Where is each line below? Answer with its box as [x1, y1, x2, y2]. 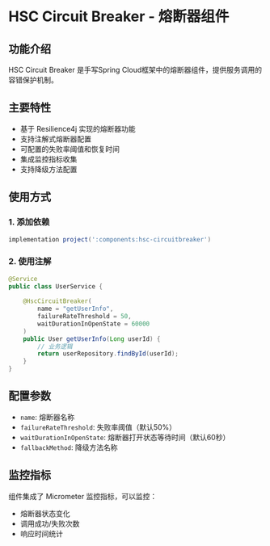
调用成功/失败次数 [19, 519, 80, 528]
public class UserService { [8, 282, 103, 291]
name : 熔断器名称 [19, 412, 75, 422]
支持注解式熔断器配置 [19, 134, 91, 144]
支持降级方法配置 [19, 164, 78, 174]
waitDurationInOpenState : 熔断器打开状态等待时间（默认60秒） [19, 432, 230, 442]
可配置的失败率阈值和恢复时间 [19, 144, 120, 153]
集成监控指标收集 [19, 154, 78, 164]
